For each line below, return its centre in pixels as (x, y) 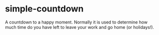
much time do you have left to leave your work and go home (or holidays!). (79, 27)
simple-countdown (44, 9)
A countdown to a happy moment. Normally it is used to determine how (76, 22)
